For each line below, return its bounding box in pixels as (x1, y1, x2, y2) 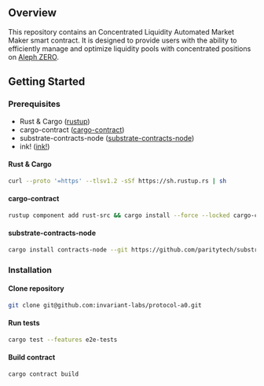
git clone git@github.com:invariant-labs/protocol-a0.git (8, 301, 202, 309)
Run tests (8, 318, 40, 328)
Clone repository (8, 284, 64, 293)
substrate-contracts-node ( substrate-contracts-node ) (19, 133, 195, 142)
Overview (8, 6, 57, 20)
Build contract (8, 353, 56, 362)
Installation (8, 264, 53, 275)
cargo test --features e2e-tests (8, 336, 118, 344)
